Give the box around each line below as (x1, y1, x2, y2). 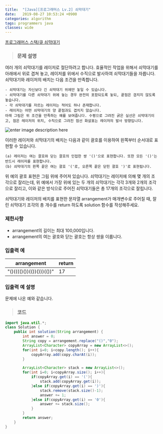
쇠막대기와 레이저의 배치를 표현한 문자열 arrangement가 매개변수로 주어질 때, (5, 196, 152, 202)
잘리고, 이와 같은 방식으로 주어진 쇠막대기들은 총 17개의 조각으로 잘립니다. (14, 186, 153, 192)
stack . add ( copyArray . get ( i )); (39, 379, 101, 384)
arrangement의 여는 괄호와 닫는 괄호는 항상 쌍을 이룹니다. (12, 234, 123, 239)
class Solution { (5, 325, 40, 330)
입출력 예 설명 (5, 283, 36, 290)
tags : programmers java (5, 20, 54, 26)
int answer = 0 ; (22, 334, 55, 339)
